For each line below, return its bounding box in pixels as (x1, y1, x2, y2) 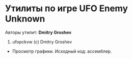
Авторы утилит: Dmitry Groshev (5, 29, 72, 35)
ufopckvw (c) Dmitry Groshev (12, 39, 72, 44)
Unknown (5, 13, 45, 24)
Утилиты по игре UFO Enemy (5, 3, 128, 14)
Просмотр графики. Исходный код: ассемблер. (12, 48, 112, 54)
